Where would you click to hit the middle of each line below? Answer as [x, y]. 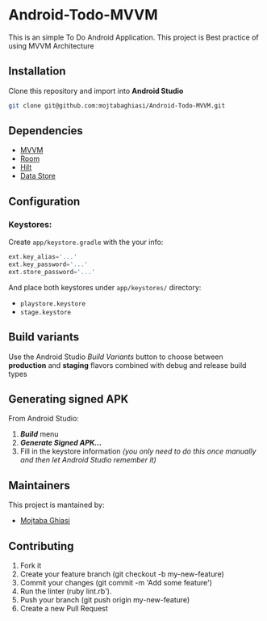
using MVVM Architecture [51, 45]
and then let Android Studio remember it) [88, 460]
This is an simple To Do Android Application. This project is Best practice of [134, 37]
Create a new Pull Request [64, 608]
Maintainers [40, 486]
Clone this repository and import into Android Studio [96, 91]
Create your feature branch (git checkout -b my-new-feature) [122, 574]
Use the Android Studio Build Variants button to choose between [116, 357]
